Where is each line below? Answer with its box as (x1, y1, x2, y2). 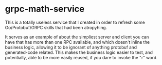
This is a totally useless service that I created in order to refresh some (5, 19, 145, 25)
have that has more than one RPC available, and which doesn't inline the (5, 39, 150, 45)
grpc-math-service (5, 3, 85, 15)
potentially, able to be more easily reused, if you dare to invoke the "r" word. (5, 54, 158, 60)
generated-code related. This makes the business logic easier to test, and (5, 49, 153, 55)
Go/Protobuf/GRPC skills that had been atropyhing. (5, 24, 107, 30)
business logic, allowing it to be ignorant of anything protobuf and (5, 44, 137, 50)
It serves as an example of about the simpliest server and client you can (5, 34, 149, 40)
